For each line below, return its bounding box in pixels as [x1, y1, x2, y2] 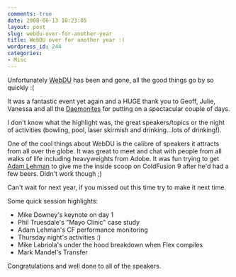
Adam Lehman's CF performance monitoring [17, 225, 148, 234]
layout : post [7, 23, 46, 30]
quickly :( [7, 83, 35, 92]
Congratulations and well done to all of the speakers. [7, 261, 162, 270]
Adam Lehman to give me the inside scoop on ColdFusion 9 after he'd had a [7, 162, 229, 170]
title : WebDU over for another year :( [7, 37, 125, 44]
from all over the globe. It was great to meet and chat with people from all [7, 146, 222, 155]
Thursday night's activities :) [17, 232, 101, 241]
